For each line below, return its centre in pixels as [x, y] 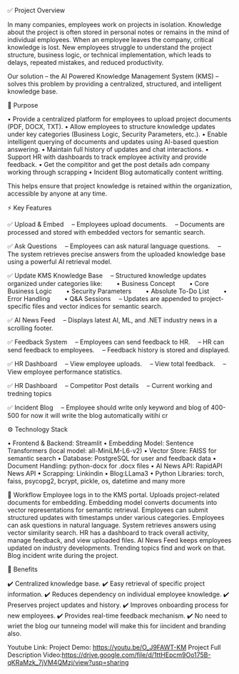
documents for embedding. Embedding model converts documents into [112, 502]
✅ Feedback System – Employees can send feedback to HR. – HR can [116, 342]
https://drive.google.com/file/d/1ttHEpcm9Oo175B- [136, 655]
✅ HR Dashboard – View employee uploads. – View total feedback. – [117, 364]
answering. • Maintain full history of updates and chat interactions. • [108, 149]
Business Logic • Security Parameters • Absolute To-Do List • [117, 291]
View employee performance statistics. [65, 372]
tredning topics [30, 394]
